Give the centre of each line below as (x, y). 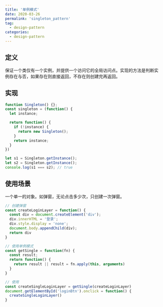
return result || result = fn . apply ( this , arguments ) (69, 264)
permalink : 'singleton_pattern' (38, 18)
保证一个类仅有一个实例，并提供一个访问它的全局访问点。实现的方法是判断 (80, 70)
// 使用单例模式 (19, 246)
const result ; (24, 255)
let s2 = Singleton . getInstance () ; (41, 163)
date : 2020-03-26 (23, 14)
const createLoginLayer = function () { (45, 210)
